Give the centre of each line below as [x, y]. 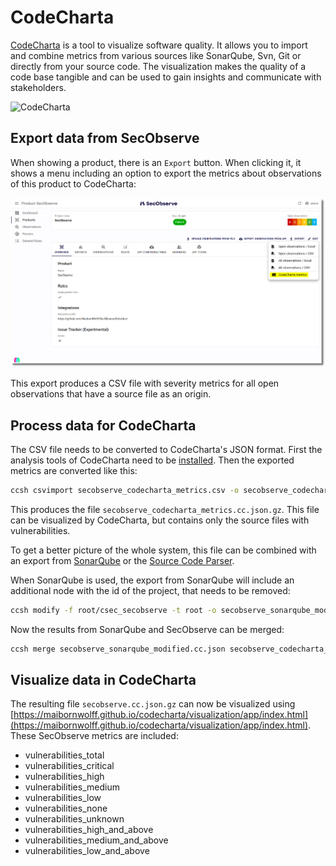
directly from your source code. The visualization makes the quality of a [158, 66]
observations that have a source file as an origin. [111, 394]
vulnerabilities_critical [69, 766]
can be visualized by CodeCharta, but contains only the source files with [160, 520]
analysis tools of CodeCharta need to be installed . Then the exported [152, 460]
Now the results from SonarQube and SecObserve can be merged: [147, 629]
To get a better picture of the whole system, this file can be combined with [163, 550]
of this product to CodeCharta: [73, 183]
